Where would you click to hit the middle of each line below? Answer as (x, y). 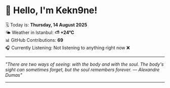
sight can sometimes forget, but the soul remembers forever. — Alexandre (82, 69)
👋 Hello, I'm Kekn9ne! (51, 10)
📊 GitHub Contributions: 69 (34, 40)
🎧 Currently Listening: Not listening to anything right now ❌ (68, 47)
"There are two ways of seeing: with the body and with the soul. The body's (84, 64)
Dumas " (14, 75)
